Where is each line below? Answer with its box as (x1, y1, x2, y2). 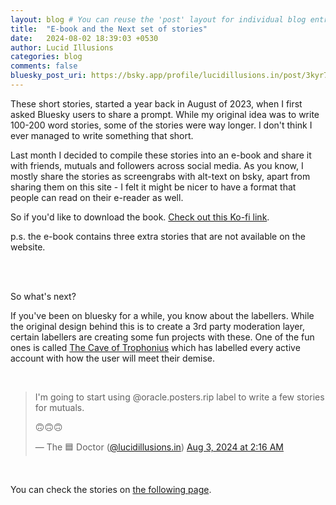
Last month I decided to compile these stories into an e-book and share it (10, 149, 312, 161)
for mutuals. (34, 401, 85, 413)
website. (10, 241, 46, 253)
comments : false (10, 61, 78, 71)
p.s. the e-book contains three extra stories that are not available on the (10, 230, 306, 242)
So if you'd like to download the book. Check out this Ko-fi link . (10, 211, 270, 223)
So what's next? (10, 290, 77, 302)
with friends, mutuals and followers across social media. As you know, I (10, 159, 304, 171)
